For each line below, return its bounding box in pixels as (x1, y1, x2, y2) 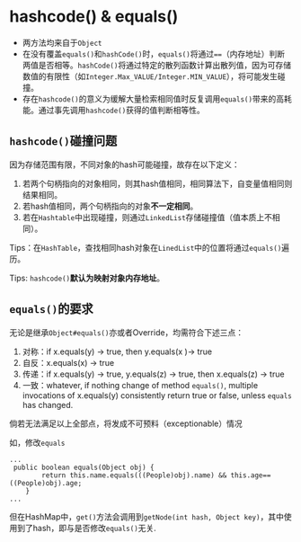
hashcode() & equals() (9, 6, 179, 27)
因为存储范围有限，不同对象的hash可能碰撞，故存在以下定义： (9, 159, 240, 170)
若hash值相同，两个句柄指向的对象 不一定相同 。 (22, 200, 199, 211)
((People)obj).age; (9, 478, 83, 487)
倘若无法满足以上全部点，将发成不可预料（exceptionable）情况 (9, 418, 243, 429)
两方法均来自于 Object (22, 37, 102, 48)
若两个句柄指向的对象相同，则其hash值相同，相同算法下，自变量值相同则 (22, 178, 293, 189)
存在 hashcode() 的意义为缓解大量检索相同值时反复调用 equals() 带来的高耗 (22, 93, 292, 104)
